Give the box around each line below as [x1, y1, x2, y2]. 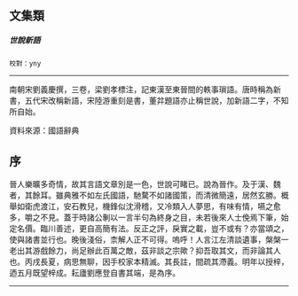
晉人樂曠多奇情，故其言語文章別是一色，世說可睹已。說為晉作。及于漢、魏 [9, 179, 281, 190]
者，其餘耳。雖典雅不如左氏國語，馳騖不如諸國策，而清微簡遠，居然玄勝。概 [9, 190, 289, 201]
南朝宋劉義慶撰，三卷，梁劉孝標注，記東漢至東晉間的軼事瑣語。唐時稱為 [9, 84, 273, 95]
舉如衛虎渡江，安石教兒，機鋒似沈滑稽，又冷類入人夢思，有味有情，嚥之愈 [9, 201, 281, 212]
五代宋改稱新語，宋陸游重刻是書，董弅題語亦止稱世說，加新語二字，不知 [24, 96, 289, 106]
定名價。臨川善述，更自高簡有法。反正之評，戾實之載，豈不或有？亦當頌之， [9, 223, 289, 234]
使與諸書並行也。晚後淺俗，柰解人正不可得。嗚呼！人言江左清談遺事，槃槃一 [9, 234, 289, 245]
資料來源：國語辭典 [9, 125, 80, 136]
